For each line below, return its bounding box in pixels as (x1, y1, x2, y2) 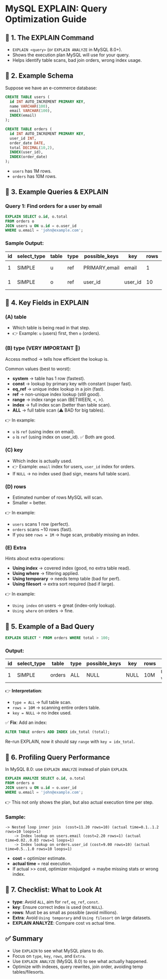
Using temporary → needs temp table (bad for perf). (12, 576, 121, 582)
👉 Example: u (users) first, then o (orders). (12, 330, 100, 336)
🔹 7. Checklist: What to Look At (5, 885, 102, 894)
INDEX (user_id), (9, 150, 43, 155)
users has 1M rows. (12, 168, 52, 174)
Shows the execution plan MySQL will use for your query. (12, 52, 130, 58)
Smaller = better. (12, 500, 47, 506)
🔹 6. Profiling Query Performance (5, 753, 110, 761)
